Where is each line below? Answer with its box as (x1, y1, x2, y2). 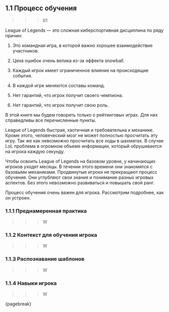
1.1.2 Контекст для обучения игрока (5, 232, 97, 239)
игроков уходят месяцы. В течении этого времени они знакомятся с (5, 164, 153, 170)
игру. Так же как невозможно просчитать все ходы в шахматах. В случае (5, 137, 164, 143)
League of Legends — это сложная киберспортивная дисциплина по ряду (5, 27, 164, 33)
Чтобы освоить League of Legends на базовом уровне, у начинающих (5, 158, 156, 164)
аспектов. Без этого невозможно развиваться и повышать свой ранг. (5, 179, 155, 186)
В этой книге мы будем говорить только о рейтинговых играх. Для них (5, 112, 158, 118)
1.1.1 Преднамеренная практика (5, 207, 87, 214)
